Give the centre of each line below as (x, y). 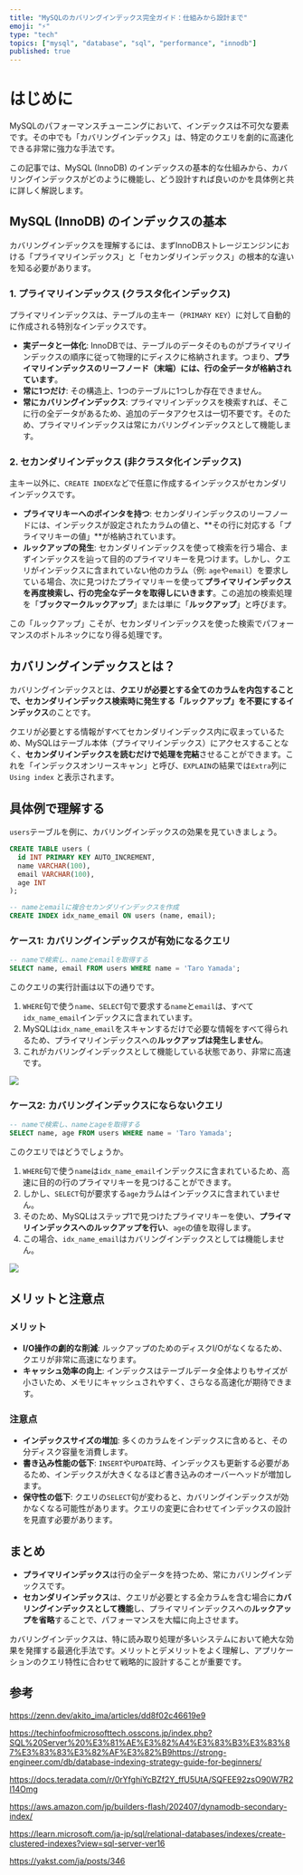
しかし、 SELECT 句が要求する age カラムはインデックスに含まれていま (147, 1194)
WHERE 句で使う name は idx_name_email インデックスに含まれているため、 (152, 1171)
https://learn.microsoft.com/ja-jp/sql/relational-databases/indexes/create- (148, 1833)
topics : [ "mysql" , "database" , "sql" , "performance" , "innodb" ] (133, 43)
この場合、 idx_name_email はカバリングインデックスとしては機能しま (150, 1239)
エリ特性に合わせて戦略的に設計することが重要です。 (147, 1661)
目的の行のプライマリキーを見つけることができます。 (137, 1182)
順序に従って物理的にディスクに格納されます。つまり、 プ (176, 357)
